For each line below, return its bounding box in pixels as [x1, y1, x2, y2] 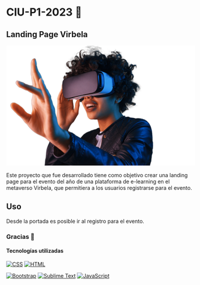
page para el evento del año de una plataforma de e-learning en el [6, 178, 170, 185]
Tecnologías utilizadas [6, 247, 64, 254]
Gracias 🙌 [6, 232, 35, 241]
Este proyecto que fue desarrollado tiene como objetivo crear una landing [6, 171, 188, 178]
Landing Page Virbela [6, 29, 88, 40]
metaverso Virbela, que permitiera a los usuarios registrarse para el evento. [6, 184, 193, 191]
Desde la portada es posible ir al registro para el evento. [6, 217, 145, 225]
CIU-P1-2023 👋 [6, 5, 83, 19]
